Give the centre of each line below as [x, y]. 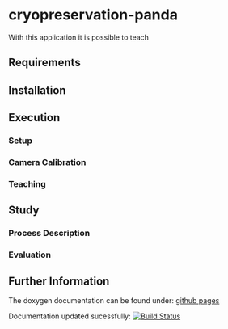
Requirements [44, 63]
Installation [37, 90]
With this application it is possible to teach [79, 37]
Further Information [59, 281]
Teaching [27, 183]
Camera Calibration [47, 162]
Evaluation [30, 255]
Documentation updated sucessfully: [70, 316]
